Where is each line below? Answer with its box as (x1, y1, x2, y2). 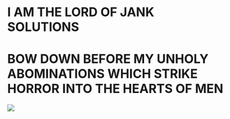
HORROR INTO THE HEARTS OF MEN (7, 81, 224, 97)
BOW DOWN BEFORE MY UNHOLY (7, 51, 209, 67)
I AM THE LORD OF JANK (7, 4, 155, 20)
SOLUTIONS (7, 19, 80, 35)
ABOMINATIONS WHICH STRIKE (7, 66, 198, 82)
